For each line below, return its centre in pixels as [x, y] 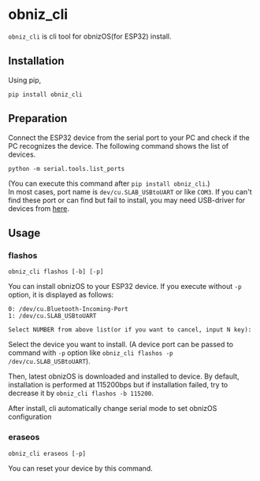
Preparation [38, 118]
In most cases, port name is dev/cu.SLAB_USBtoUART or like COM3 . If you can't [130, 191]
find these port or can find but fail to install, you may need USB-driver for [127, 200]
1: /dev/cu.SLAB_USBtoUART [52, 316]
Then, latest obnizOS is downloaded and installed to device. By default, [124, 376]
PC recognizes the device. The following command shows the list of [119, 146]
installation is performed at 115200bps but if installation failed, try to [118, 385]
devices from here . [39, 208]
